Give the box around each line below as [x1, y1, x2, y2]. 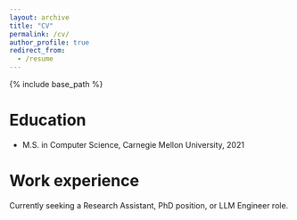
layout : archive [9, 12, 70, 22]
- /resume [17, 54, 54, 63]
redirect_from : [9, 46, 66, 55]
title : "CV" [9, 21, 54, 30]
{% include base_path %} [9, 79, 103, 89]
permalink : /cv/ [9, 29, 70, 38]
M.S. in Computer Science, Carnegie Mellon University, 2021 [21, 139, 245, 150]
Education [9, 110, 87, 130]
